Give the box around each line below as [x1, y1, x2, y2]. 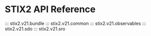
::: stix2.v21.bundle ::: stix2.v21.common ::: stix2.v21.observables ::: [5, 20, 146, 26]
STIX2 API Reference [5, 4, 96, 15]
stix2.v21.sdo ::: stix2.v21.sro [5, 25, 66, 31]
